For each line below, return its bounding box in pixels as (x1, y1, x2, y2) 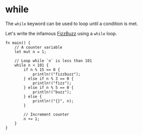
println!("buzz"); (32, 89, 72, 95)
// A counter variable (14, 44, 63, 50)
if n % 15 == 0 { (23, 67, 60, 72)
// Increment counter (23, 111, 70, 117)
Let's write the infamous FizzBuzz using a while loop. (5, 30, 117, 36)
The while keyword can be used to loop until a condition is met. (5, 20, 138, 27)
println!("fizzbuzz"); (32, 72, 81, 77)
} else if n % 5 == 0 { (23, 85, 74, 90)
